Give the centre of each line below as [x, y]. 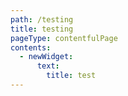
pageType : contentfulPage [64, 38]
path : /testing [42, 19]
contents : [31, 47]
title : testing [42, 29]
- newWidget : [46, 57]
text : [48, 66]
